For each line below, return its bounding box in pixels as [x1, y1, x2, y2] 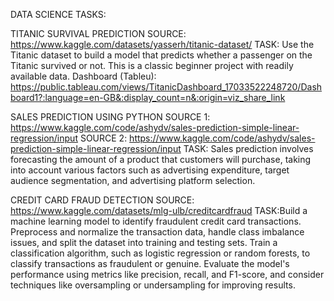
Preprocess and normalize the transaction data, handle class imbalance [10, 226, 305, 238]
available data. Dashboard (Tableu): [10, 70, 157, 82]
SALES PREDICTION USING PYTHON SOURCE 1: [10, 111, 211, 123]
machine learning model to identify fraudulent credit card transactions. [10, 215, 302, 227]
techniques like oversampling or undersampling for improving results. [10, 279, 296, 291]
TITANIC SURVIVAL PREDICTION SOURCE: [10, 28, 187, 39]
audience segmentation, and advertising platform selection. [10, 175, 256, 186]
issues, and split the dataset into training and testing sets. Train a [10, 237, 278, 248]
